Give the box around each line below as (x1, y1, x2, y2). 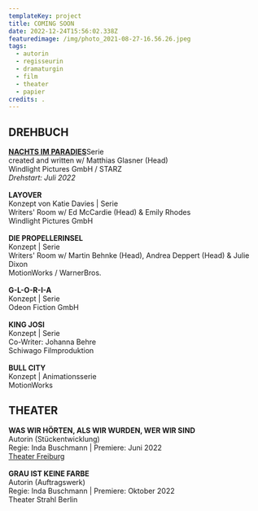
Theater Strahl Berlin (8, 494, 78, 504)
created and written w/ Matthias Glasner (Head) (8, 155, 168, 165)
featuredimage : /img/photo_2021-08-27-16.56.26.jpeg (8, 34, 191, 43)
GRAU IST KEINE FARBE (8, 469, 90, 478)
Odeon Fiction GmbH (8, 303, 79, 312)
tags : (8, 42, 27, 50)
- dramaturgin (15, 65, 63, 73)
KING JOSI (8, 320, 45, 330)
